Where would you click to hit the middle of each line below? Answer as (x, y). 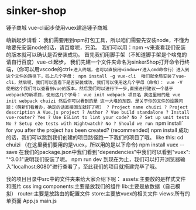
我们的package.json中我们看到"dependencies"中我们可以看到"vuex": (107, 152)
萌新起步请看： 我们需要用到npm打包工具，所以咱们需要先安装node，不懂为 (98, 40)
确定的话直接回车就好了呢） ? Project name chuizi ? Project (118, 107)
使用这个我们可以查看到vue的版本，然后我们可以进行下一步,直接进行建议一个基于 (90, 89)
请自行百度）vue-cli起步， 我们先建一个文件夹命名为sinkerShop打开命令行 (95, 62)
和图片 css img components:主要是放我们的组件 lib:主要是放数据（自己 (91, 186)
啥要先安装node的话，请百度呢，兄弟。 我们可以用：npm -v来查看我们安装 (96, 47)
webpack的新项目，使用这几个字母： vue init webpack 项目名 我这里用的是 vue (93, 94)
